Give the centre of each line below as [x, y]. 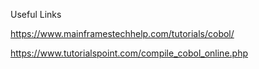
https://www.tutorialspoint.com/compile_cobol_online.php [129, 53]
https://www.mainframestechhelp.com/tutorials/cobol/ [122, 33]
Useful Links [36, 14]
